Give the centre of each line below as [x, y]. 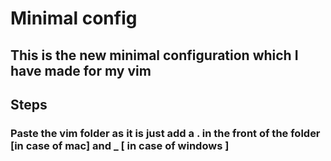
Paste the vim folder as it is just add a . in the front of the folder [165, 133]
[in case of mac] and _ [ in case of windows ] [120, 145]
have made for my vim [81, 70]
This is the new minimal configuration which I [154, 55]
